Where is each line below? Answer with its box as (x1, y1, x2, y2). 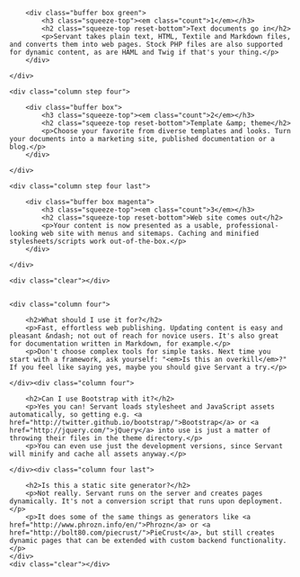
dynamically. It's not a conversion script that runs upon (9, 497, 235, 506)
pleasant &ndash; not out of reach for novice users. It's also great (9, 331, 279, 340)
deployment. (238, 497, 283, 506)
